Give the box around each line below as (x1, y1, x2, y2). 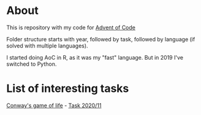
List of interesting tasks (6, 82, 129, 96)
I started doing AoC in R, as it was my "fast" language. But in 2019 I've (6, 54, 184, 61)
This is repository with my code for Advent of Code (6, 24, 136, 31)
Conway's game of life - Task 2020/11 (6, 102, 102, 109)
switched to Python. (6, 60, 57, 68)
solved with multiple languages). (6, 42, 88, 49)
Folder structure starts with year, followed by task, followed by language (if (6, 35, 195, 43)
